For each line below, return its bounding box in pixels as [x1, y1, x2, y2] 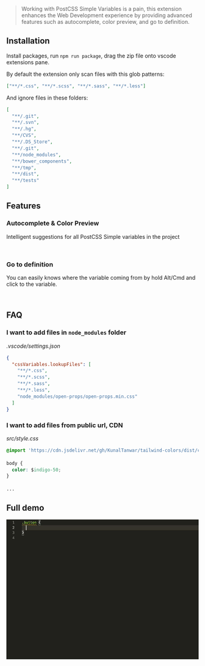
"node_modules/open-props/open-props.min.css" [17, 393, 138, 400]
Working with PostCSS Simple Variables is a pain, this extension [21, 5, 182, 12]
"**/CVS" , [12, 133, 37, 139]
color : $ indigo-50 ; [12, 467, 62, 473]
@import [6, 447, 26, 453]
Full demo [6, 503, 45, 513]
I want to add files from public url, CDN [6, 421, 123, 430]
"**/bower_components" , [12, 158, 72, 164]
